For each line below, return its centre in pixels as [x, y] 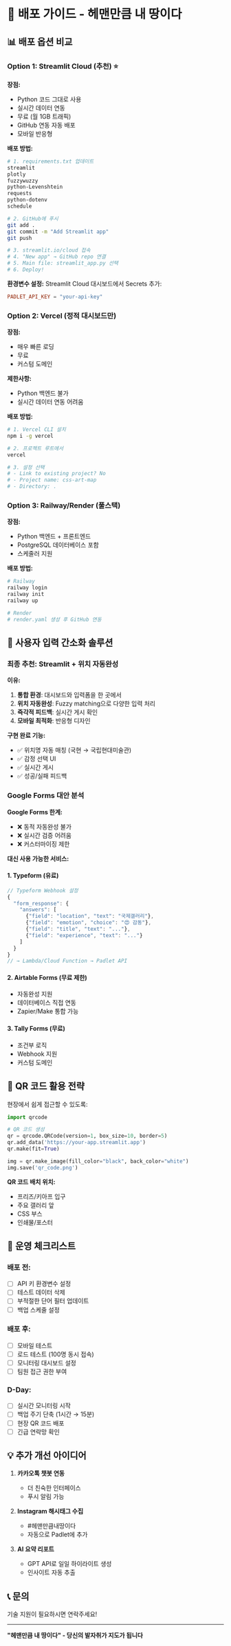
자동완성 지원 [35, 994]
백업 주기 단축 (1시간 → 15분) [56, 1414]
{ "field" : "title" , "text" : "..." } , [78, 929]
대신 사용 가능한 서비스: [38, 859]
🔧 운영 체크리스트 [41, 1246]
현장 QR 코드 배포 [41, 1423]
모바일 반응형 [35, 133]
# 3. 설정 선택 [26, 467]
